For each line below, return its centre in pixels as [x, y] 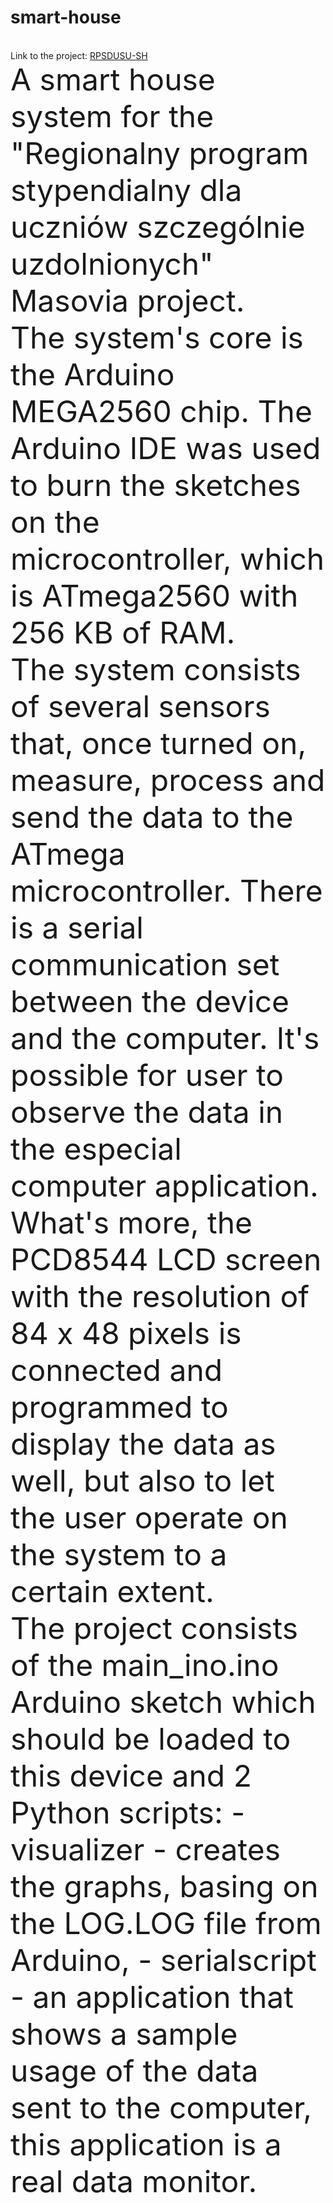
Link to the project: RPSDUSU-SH [79, 55]
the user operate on [149, 1517]
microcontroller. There [166, 890]
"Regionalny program [160, 153]
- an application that [152, 1996]
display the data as [143, 1443]
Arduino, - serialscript [163, 1960]
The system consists [156, 669]
